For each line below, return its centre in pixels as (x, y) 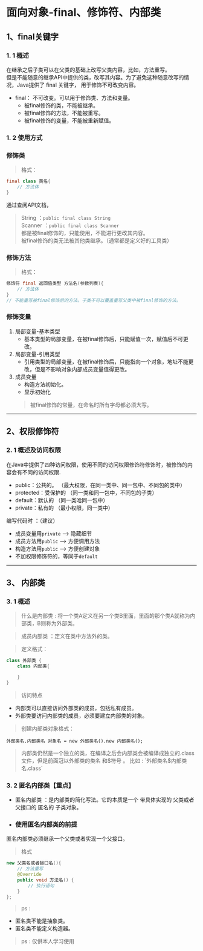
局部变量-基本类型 (37, 331)
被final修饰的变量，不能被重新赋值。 (69, 120)
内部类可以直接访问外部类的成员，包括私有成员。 (76, 708)
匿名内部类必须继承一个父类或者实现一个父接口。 (67, 839)
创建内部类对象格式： (47, 728)
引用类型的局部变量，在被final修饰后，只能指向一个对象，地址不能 (106, 362)
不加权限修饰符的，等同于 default (56, 556)
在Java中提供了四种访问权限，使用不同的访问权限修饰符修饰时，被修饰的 (97, 465)
